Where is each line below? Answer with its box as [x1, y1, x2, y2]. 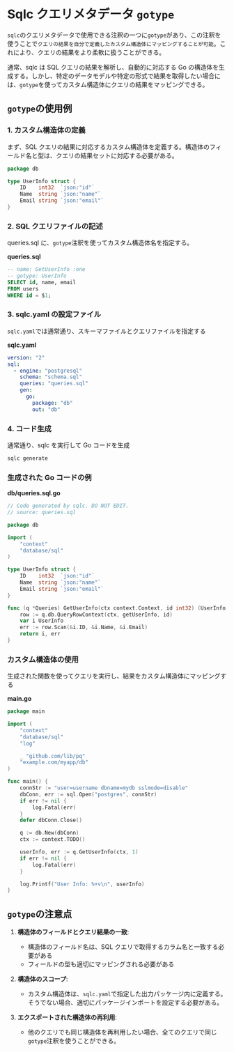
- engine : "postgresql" [13, 367, 82, 374]
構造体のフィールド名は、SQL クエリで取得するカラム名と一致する [27, 943, 219, 951]
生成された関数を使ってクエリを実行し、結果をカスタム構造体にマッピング [7, 672, 221, 680]
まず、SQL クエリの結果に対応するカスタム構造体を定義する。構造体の [7, 142, 210, 150]
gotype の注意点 [7, 908, 72, 920]
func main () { [7, 778, 49, 785]
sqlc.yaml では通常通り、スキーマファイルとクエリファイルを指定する [7, 327, 206, 335]
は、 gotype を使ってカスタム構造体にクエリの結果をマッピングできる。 [7, 80, 209, 88]
